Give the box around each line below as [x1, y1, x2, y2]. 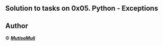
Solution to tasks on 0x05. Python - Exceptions [5, 4, 158, 13]
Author [5, 21, 28, 30]
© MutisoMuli [5, 35, 36, 41]
